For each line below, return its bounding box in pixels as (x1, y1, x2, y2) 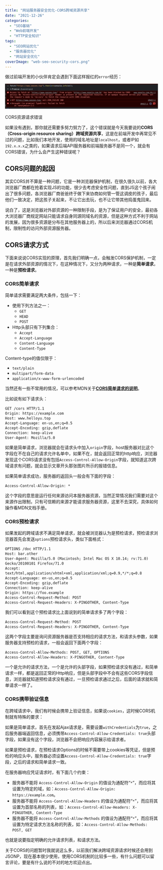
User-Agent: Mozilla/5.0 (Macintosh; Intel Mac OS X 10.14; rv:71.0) (5, 556, 149, 561)
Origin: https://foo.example (5, 590, 64, 595)
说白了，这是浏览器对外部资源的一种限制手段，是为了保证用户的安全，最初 (5, 207, 154, 213)
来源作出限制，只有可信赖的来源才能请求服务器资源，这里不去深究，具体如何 (5, 499, 158, 504)
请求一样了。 (9, 682, 35, 688)
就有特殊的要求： (9, 714, 44, 719)
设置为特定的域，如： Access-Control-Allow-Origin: (12, 786, 116, 792)
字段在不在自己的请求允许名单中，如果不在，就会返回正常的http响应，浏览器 (5, 451, 158, 456)
